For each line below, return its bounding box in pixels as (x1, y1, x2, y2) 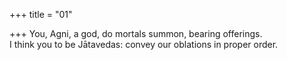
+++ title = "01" (9, 9, 73, 20)
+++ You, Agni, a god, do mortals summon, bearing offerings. (9, 28, 263, 39)
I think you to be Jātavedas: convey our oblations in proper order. (9, 39, 279, 50)
